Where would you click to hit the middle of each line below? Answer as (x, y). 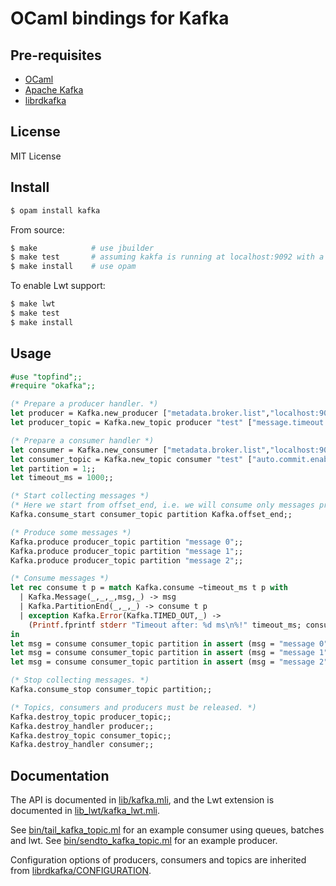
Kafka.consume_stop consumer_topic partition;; (111, 690)
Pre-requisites (56, 55)
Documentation (60, 775)
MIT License (36, 156)
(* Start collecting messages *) (80, 496)
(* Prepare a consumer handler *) (82, 440)
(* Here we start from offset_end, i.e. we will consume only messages (162, 505)
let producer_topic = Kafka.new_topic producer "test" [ (131, 423)
